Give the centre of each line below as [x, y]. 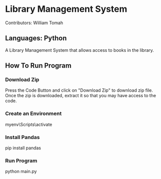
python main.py [21, 172]
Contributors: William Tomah [34, 23]
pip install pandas [23, 148]
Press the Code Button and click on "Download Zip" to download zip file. [79, 90]
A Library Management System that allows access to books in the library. [80, 50]
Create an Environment [33, 113]
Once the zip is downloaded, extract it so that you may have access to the [80, 96]
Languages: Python [36, 38]
